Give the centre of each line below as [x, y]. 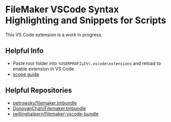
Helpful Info [24, 51]
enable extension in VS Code [43, 68]
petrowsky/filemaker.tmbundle [45, 103]
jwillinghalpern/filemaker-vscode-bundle [56, 114]
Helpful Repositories [39, 90]
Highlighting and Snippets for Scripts [86, 20]
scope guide [26, 74]
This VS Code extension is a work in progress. [54, 34]
